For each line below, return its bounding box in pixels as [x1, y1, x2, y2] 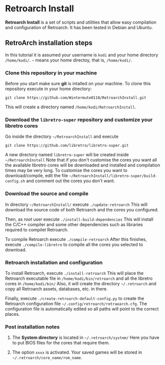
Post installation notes [5, 323, 60, 330]
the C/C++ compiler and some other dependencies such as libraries [5, 221, 143, 227]
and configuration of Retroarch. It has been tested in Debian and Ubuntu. [5, 24, 153, 30]
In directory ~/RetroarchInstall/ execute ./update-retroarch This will [5, 201, 148, 207]
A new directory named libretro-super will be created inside [5, 152, 129, 158]
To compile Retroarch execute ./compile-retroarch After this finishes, [5, 236, 147, 242]
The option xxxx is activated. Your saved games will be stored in [12, 349, 142, 355]
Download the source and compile [5, 190, 89, 197]
